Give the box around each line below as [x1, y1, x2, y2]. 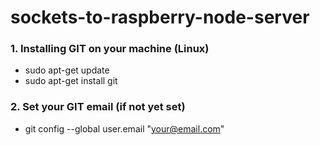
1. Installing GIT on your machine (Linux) [10, 42, 210, 56]
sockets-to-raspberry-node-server [10, 6, 310, 29]
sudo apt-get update [24, 64, 110, 76]
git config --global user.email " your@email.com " [24, 122, 225, 135]
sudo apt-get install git [24, 75, 118, 87]
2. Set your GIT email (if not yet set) [10, 100, 186, 114]
